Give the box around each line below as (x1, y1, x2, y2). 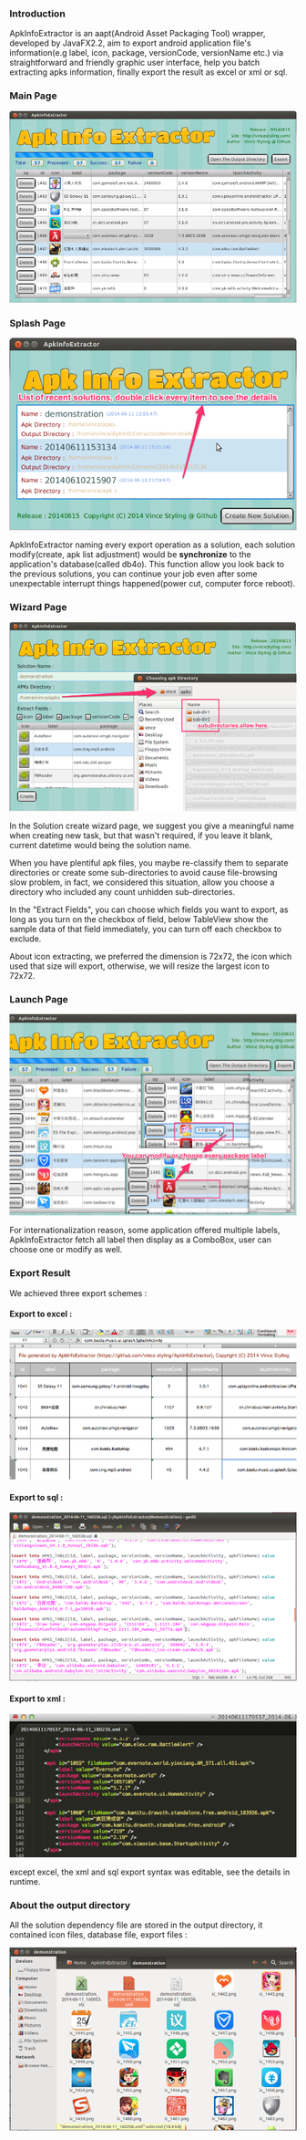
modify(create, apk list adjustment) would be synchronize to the (9, 549, 252, 560)
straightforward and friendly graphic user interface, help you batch (9, 57, 260, 68)
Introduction (9, 7, 66, 20)
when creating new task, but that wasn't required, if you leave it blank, (9, 829, 273, 841)
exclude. (9, 933, 42, 944)
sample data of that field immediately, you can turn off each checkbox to (9, 923, 282, 934)
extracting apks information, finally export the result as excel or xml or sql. (9, 67, 289, 78)
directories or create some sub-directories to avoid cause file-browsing (9, 867, 278, 878)
